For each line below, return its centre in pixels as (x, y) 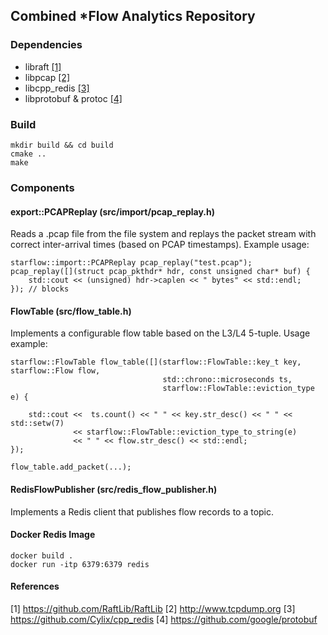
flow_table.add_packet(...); (71, 467)
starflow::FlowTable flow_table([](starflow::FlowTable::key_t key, (156, 362)
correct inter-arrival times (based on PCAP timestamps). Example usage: (160, 245)
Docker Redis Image (53, 535)
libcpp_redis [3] (57, 88)
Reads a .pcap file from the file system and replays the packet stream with (163, 234)
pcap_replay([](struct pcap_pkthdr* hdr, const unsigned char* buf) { (160, 272)
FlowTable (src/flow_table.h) (71, 311)
